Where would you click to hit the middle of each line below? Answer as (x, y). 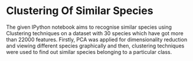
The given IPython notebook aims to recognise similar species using (89, 27)
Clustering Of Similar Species (80, 11)
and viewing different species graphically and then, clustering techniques (95, 46)
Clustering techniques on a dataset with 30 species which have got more (95, 33)
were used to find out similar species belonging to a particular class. (89, 52)
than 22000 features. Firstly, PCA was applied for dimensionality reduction (97, 39)
